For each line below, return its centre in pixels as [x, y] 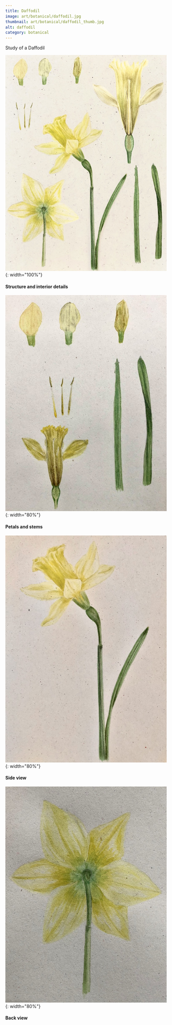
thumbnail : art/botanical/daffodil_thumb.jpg [55, 22]
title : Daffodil [23, 11]
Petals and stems [24, 527]
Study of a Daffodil [25, 48]
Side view [16, 778]
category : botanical [27, 33]
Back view [17, 1018]
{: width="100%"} [24, 275]
